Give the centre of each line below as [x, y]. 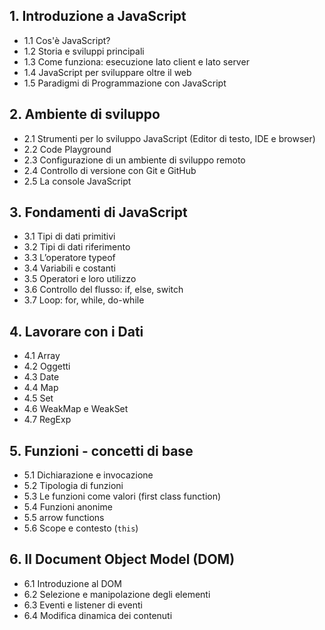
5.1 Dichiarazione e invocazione [88, 475]
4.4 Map [41, 388]
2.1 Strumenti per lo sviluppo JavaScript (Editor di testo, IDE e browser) [169, 138]
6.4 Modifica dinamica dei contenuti [98, 615]
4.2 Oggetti [47, 366]
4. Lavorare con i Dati [76, 331]
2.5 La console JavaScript [77, 181]
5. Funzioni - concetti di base [101, 450]
